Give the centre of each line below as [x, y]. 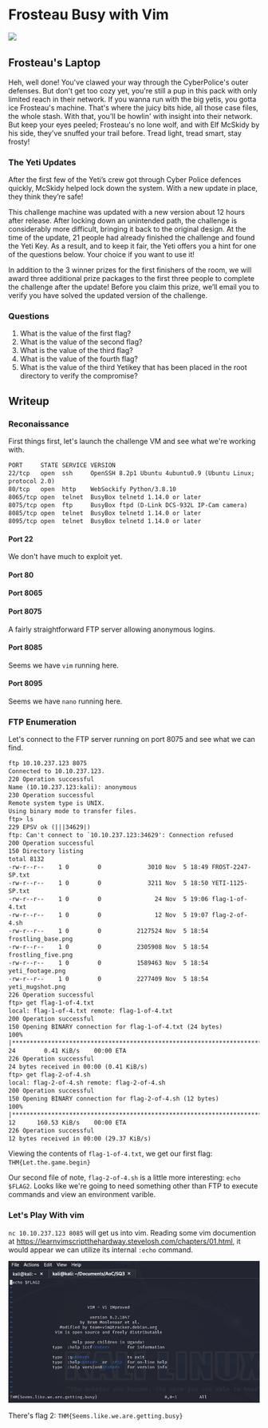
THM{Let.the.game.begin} [49, 1163]
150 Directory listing [46, 851]
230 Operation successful [51, 795]
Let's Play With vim [47, 1216]
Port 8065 [26, 593]
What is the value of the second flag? [81, 342]
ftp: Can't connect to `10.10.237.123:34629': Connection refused [121, 835]
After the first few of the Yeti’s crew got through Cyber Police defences [125, 180]
